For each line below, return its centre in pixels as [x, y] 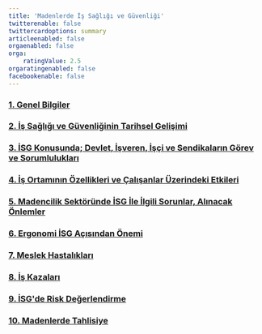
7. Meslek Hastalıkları [51, 255]
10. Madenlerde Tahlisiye [58, 320]
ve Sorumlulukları [44, 158]
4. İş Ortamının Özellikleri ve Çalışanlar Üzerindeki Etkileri [124, 180]
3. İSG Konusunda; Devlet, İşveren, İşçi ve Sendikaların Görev [131, 148]
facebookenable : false [46, 76]
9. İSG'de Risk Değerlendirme [68, 298]
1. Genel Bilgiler [39, 105]
